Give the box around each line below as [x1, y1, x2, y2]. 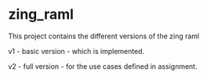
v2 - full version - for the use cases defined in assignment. [8, 61, 198, 71]
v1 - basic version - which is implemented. [8, 46, 145, 56]
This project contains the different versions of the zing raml [8, 31, 200, 41]
